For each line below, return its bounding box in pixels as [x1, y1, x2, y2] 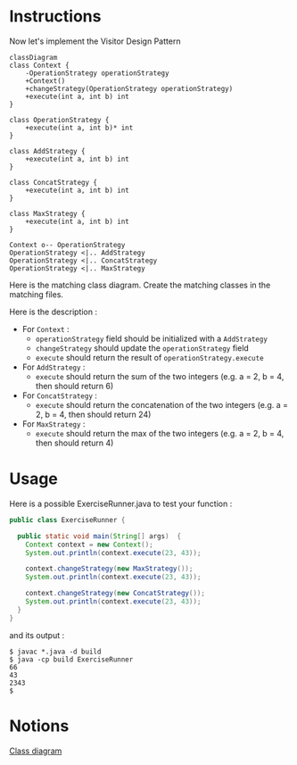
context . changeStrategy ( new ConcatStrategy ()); [25, 589, 205, 598]
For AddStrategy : [21, 362, 86, 372]
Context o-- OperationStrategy [9, 240, 126, 249]
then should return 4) [35, 437, 114, 448]
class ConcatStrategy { [9, 178, 98, 187]
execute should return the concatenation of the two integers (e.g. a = [35, 399, 288, 410]
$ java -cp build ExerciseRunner [9, 654, 134, 664]
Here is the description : [9, 306, 98, 317]
